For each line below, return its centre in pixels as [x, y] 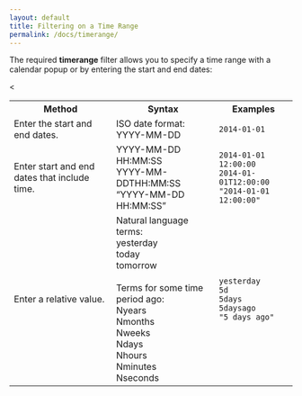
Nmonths [135, 322]
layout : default [40, 18]
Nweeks [133, 333]
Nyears [131, 310]
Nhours [131, 355]
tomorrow [136, 265]
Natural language [152, 220]
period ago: [140, 300]
